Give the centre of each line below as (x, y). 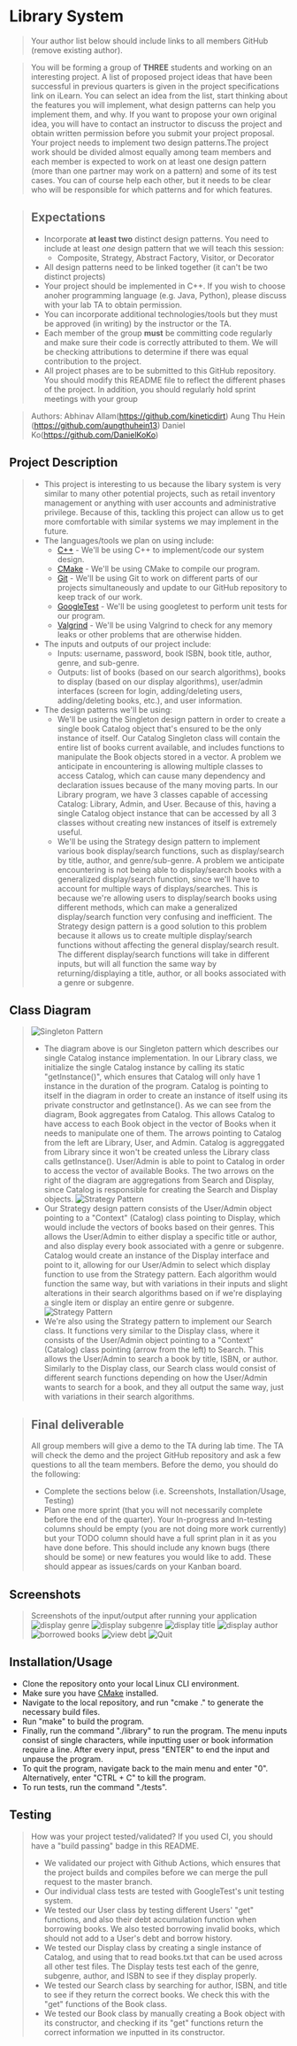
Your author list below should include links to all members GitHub (149, 41)
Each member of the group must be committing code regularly (158, 333)
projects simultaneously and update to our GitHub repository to (172, 587)
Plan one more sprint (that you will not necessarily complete (153, 1510)
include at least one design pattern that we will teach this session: (164, 248)
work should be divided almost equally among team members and (151, 151)
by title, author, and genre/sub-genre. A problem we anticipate (171, 860)
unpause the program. (62, 1758)
